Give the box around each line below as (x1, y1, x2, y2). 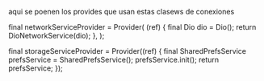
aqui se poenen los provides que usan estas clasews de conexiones (8, 7, 235, 16)
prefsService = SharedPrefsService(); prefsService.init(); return (8, 55, 220, 64)
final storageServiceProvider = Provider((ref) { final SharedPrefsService (8, 47, 246, 55)
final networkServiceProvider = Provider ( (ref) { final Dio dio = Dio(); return (8, 22, 257, 31)
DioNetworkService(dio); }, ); (8, 31, 105, 40)
